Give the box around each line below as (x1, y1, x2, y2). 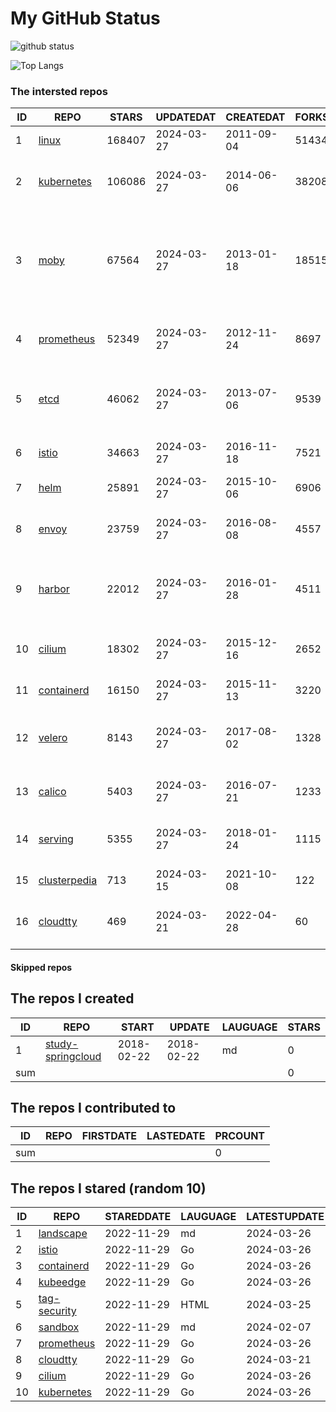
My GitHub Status (10, 7, 161, 30)
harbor (38, 582, 70, 596)
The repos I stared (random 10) (10, 1180, 207, 1197)
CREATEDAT (225, 110, 286, 124)
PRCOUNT (214, 1129, 266, 1143)
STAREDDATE (104, 1210, 172, 1224)
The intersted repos (10, 84, 109, 98)
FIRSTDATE (81, 1129, 138, 1143)
